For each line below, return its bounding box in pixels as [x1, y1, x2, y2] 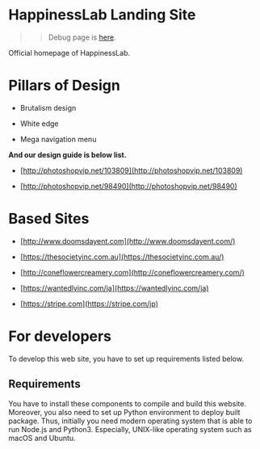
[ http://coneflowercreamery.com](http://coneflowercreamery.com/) [19, 267, 245, 277]
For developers [8, 327, 111, 345]
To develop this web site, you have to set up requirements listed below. [8, 354, 245, 363]
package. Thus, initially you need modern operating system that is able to [8, 416, 253, 426]
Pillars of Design [8, 77, 121, 94]
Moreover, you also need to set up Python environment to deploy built [8, 407, 241, 417]
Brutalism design [19, 103, 77, 112]
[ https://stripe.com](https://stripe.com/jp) [19, 299, 159, 308]
